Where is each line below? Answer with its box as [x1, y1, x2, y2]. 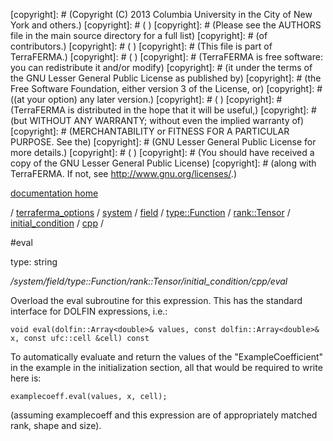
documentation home [10, 187, 99, 199]
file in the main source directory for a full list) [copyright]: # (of [10, 30, 268, 41]
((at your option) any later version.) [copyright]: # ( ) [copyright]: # [10, 94, 283, 105]
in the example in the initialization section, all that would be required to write [10, 362, 323, 373]
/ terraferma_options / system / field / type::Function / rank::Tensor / [10, 207, 291, 218]
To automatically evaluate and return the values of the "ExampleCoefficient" [10, 351, 324, 363]
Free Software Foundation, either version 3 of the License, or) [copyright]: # [10, 83, 323, 94]
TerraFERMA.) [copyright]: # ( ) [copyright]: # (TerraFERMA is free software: [10, 51, 323, 63]
